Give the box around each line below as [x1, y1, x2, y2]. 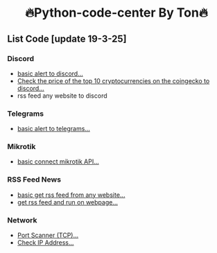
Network [7, 215, 37, 225]
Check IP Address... [17, 238, 74, 247]
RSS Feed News [7, 175, 61, 184]
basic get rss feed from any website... [17, 191, 125, 199]
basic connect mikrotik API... [17, 157, 99, 166]
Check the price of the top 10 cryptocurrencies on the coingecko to [17, 76, 210, 85]
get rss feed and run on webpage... [17, 198, 119, 206]
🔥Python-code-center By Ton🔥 [25, 5, 208, 21]
